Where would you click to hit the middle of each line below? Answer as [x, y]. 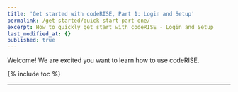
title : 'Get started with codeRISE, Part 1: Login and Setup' [101, 14]
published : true [31, 40]
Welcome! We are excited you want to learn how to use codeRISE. [103, 60]
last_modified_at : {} [39, 34]
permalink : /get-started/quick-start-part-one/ [79, 21]
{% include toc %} [34, 74]
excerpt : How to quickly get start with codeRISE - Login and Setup [110, 27]
